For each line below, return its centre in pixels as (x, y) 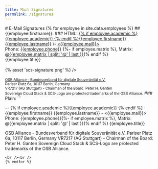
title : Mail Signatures (29, 10)
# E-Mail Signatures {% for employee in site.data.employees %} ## (73, 28)
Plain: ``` (13, 98)
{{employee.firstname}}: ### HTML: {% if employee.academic (68, 33)
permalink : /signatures (29, 14)
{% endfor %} (18, 162)
